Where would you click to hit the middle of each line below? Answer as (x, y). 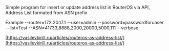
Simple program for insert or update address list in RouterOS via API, (78, 7)
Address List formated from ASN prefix (46, 13)
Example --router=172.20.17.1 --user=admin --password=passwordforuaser (84, 22)
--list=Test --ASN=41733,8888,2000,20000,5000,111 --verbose (72, 28)
